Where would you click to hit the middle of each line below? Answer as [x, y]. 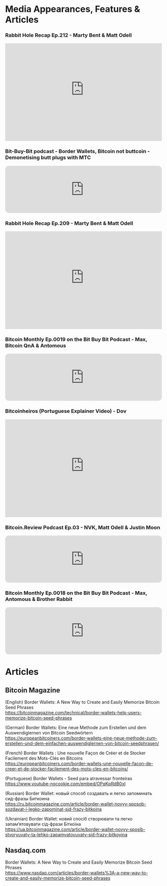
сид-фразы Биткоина [27, 799]
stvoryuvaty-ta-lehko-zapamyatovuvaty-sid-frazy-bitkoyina [66, 835]
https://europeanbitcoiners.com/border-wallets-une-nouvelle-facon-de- [79, 764]
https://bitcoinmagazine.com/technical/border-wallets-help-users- [74, 713]
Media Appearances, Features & [73, 9]
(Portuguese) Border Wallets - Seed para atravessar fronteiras [69, 779]
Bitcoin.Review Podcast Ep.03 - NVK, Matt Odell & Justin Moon [83, 527]
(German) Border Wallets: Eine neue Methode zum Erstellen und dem [76, 728]
